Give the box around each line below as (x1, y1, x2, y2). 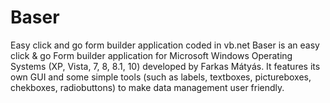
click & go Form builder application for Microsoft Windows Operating (10, 49, 293, 61)
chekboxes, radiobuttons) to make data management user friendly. (10, 81, 285, 93)
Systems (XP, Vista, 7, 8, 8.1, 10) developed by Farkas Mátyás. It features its (10, 60, 321, 72)
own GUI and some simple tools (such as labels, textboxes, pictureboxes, (10, 71, 312, 83)
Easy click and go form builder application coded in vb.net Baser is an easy (10, 39, 320, 51)
